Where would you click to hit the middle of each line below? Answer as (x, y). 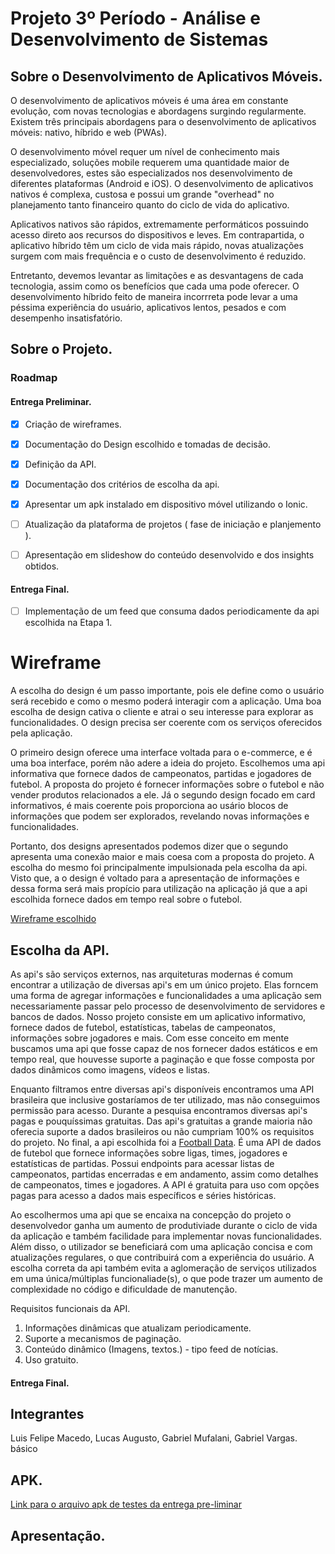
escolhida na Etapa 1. (68, 623)
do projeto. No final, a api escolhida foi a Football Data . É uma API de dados (166, 1142)
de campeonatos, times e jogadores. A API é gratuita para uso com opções (165, 1184)
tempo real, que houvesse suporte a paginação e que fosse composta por (163, 1059)
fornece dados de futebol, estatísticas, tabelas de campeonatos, (143, 1027)
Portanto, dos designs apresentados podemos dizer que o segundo (149, 846)
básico (24, 1449)
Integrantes (47, 1413)
